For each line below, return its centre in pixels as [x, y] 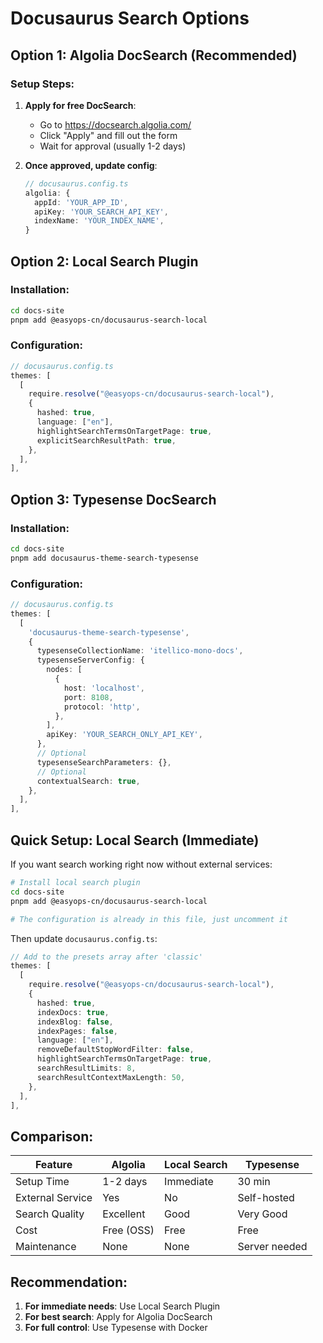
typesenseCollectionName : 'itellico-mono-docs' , [140, 651]
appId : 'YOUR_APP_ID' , [81, 202]
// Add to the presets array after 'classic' [106, 957]
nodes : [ [64, 670]
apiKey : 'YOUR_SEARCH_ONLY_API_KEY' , [124, 735]
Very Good [262, 1214]
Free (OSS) [128, 1230]
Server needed [272, 1247]
